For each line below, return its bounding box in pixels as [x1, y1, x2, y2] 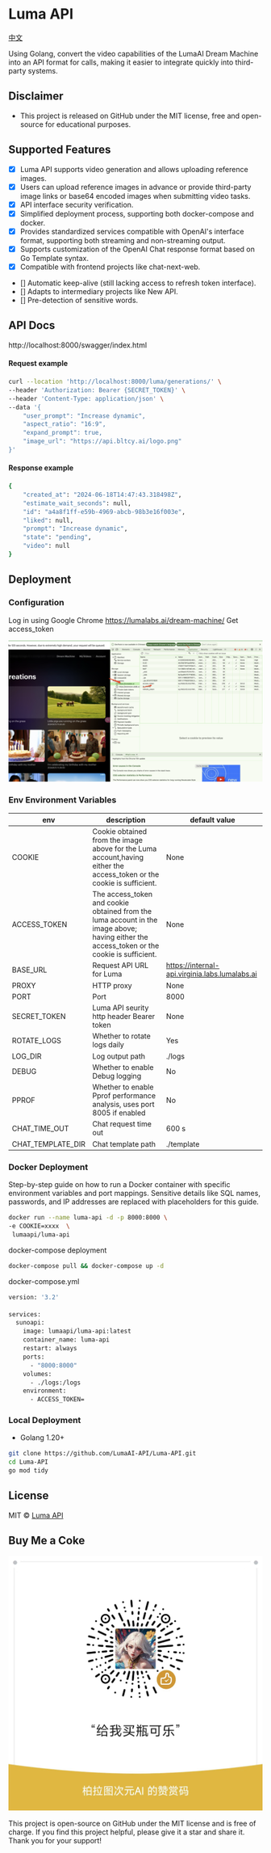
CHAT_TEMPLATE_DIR [11, 1139, 86, 1148]
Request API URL [92, 961, 149, 971]
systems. [27, 65, 58, 75]
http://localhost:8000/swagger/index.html [8, 340, 148, 350]
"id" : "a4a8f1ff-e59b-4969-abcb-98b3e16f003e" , [23, 507, 186, 516]
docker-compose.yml [8, 1276, 80, 1286]
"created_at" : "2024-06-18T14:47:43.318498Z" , [23, 491, 182, 499]
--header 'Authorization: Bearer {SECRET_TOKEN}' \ [8, 385, 186, 394]
